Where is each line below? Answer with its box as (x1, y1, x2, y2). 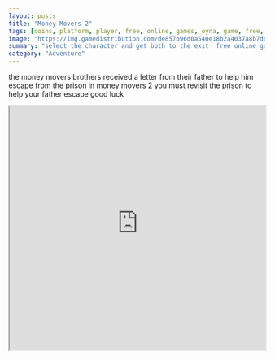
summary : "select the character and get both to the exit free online (8, 42, 256, 50)
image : (8, 34, 31, 43)
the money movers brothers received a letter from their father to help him (8, 72, 254, 81)
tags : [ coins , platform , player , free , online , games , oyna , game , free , (8, 27, 264, 35)
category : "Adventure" (8, 50, 85, 58)
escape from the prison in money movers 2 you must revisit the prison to (8, 80, 252, 90)
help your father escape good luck (8, 89, 124, 98)
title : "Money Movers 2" (8, 19, 93, 28)
